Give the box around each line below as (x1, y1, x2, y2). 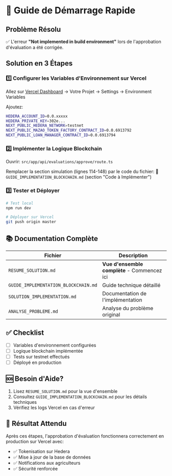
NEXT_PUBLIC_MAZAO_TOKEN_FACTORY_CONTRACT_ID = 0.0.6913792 (6, 128, 132, 133)
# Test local (6, 201, 34, 206)
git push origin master (6, 220, 57, 225)
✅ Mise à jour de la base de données (13, 454, 91, 460)
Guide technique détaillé (102, 282, 161, 289)
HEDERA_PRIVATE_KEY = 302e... (6, 118, 66, 123)
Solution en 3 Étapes (6, 59, 73, 68)
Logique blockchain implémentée (13, 348, 83, 354)
